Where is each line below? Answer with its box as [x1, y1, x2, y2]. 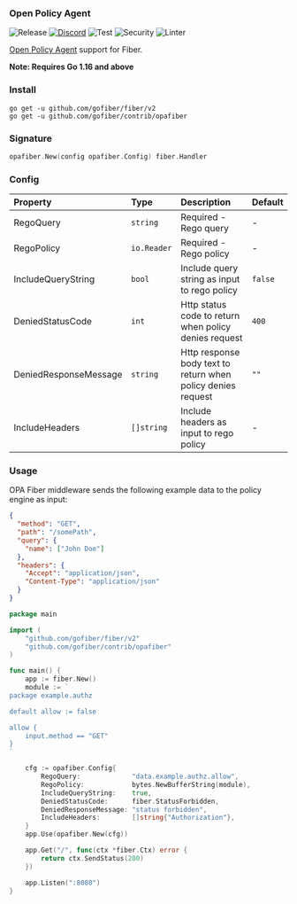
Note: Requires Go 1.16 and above [9, 61, 134, 73]
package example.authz [9, 690, 93, 700]
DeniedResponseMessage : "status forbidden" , [41, 805, 208, 814]
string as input [180, 273, 240, 285]
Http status [180, 299, 227, 311]
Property [13, 196, 52, 208]
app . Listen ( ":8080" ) [25, 878, 101, 887]
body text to [180, 357, 232, 370]
